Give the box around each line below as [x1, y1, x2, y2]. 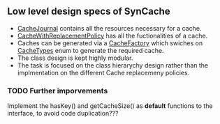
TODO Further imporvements [7, 86, 108, 95]
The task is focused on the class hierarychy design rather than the [17, 61, 209, 69]
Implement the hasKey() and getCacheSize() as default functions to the [7, 102, 213, 110]
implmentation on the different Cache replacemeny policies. [17, 68, 190, 77]
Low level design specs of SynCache [7, 6, 170, 17]
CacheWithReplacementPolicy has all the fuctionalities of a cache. [17, 31, 208, 40]
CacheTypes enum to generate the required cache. [17, 46, 164, 54]
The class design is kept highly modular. [17, 54, 133, 62]
